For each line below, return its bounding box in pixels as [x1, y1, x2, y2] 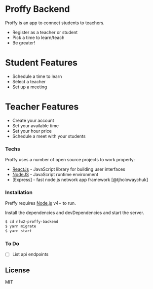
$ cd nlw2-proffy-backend [5, 219, 58, 224]
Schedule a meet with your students [12, 133, 86, 139]
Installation [5, 189, 33, 196]
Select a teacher [12, 78, 46, 84]
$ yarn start [5, 228, 32, 234]
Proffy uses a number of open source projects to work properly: [5, 157, 135, 163]
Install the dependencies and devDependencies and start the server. [5, 210, 145, 216]
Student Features [5, 57, 78, 69]
